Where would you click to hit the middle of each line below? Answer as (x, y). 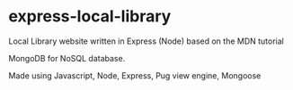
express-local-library (90, 16)
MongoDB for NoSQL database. (67, 58)
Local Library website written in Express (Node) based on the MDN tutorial (146, 41)
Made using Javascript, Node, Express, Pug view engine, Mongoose (135, 75)
